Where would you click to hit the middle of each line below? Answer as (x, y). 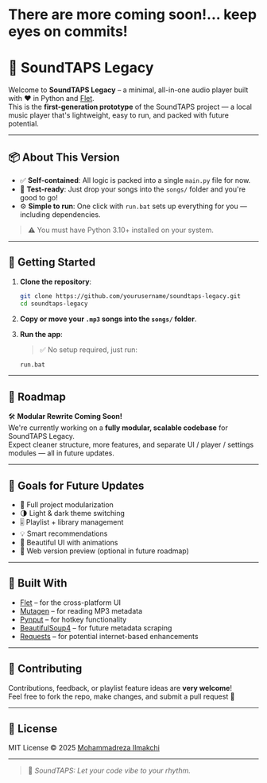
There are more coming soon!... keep (132, 15)
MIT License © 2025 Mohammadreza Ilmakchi (84, 748)
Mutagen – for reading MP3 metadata (81, 611)
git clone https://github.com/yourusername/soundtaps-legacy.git (130, 296)
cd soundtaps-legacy (54, 304)
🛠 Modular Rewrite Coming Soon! (66, 417)
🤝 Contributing (45, 669)
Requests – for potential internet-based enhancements (109, 636)
